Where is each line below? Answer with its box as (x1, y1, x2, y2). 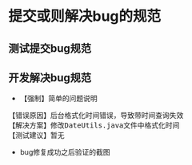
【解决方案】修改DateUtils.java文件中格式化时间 (8, 121, 180, 130)
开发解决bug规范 (8, 71, 92, 84)
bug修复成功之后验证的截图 (19, 147, 110, 157)
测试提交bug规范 (8, 41, 92, 55)
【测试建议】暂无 (8, 131, 65, 140)
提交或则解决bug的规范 (8, 7, 162, 26)
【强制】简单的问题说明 (19, 93, 98, 104)
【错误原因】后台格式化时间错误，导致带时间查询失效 (8, 111, 184, 120)
